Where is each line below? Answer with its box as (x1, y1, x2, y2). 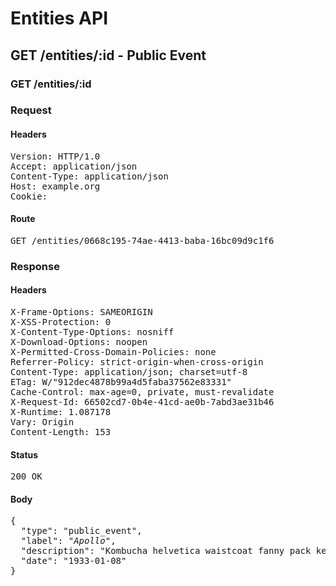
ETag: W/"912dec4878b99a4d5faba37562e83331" (10, 376, 233, 387)
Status (10, 448, 39, 461)
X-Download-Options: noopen (10, 336, 148, 347)
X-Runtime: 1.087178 (10, 406, 112, 417)
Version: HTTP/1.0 (10, 150, 101, 162)
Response (10, 259, 60, 273)
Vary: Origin (10, 416, 75, 427)
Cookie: (10, 190, 48, 202)
